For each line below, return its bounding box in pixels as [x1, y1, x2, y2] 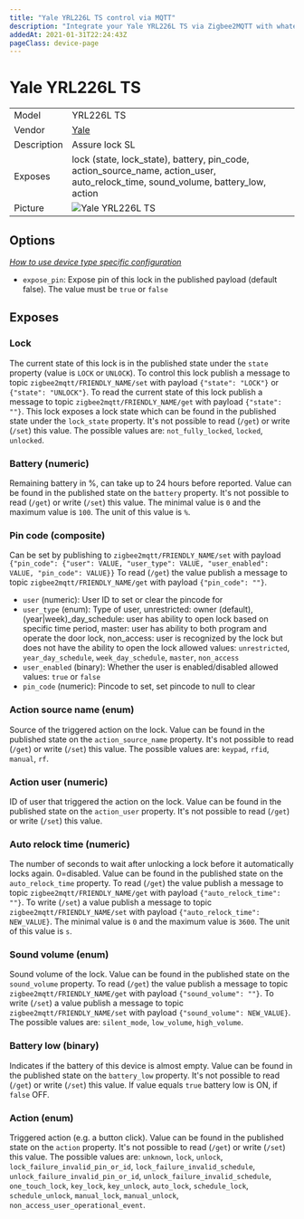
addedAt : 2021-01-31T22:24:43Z [9, 30, 128, 39]
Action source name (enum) [9, 703, 135, 716]
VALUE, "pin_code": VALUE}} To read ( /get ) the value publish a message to [9, 567, 288, 578]
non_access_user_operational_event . [9, 1200, 147, 1211]
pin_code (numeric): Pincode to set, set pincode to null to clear [22, 681, 256, 692]
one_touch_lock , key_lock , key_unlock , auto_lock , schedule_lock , [9, 1180, 249, 1191]
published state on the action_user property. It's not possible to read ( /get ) [9, 805, 290, 816]
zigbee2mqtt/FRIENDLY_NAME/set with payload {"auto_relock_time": [9, 907, 261, 918]
